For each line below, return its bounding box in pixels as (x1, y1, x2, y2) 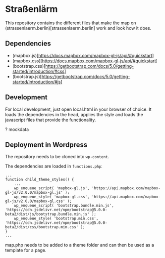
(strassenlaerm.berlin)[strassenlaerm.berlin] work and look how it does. (5, 25, 152, 31)
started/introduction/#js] (12, 79, 63, 85)
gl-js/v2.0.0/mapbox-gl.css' (5, 199, 65, 204)
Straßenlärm (5, 3, 58, 15)
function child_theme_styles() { (5, 177, 74, 182)
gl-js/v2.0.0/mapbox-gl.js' (5, 190, 63, 195)
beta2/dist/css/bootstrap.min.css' (5, 225, 79, 230)
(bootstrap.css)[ (12, 63, 46, 69)
